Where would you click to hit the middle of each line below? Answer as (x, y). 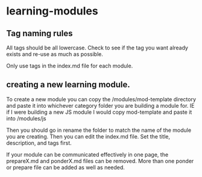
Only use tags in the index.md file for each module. (70, 66)
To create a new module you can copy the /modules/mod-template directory (101, 99)
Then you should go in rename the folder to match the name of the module (99, 130)
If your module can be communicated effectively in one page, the (87, 154)
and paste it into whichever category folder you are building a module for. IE (100, 105)
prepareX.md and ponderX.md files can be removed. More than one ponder (100, 161)
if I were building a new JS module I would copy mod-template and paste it (99, 112)
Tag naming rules (39, 33)
